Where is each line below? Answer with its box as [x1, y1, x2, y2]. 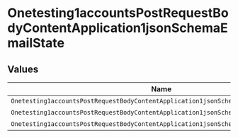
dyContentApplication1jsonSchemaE [7, 20, 228, 36]
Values [7, 63, 39, 75]
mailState [7, 35, 65, 51]
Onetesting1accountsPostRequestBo [7, 5, 229, 21]
